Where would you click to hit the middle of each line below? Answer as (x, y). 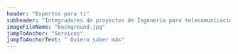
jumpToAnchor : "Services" (45, 33)
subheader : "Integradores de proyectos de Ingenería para (94, 20)
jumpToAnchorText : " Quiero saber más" (66, 40)
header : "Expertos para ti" (48, 14)
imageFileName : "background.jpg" (56, 27)
